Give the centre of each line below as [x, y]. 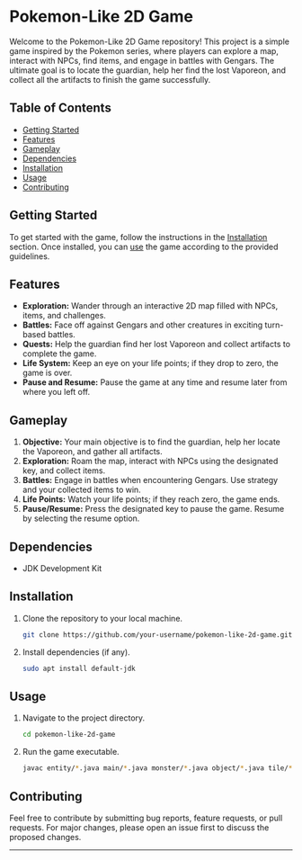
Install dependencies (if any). [76, 652]
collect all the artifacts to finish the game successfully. [110, 79]
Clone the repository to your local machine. [102, 618]
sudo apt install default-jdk [79, 668]
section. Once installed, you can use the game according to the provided [144, 246]
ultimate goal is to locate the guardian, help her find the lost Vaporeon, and [147, 70]
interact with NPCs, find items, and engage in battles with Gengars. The [142, 60]
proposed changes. [45, 837]
